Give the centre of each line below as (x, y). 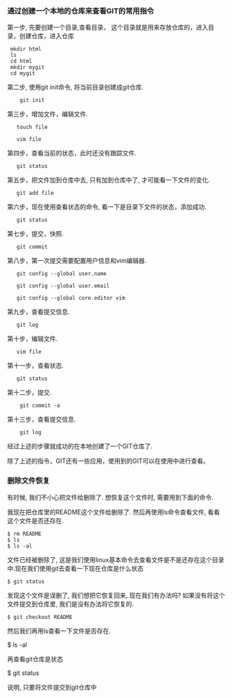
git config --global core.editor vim (71, 298)
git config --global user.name (62, 274)
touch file (32, 127)
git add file (35, 193)
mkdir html (26, 49)
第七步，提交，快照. (36, 234)
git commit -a (40, 406)
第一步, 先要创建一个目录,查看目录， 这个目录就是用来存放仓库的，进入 (108, 27)
